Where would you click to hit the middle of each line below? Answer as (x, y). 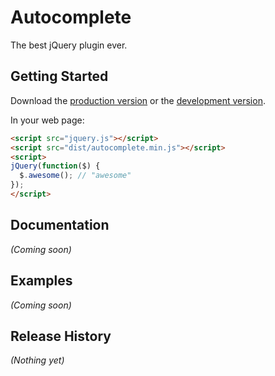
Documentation (60, 225)
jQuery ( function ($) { (55, 166)
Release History (61, 336)
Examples (41, 281)
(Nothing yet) (37, 360)
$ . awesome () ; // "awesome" (75, 176)
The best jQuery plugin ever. (69, 45)
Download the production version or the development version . (138, 100)
